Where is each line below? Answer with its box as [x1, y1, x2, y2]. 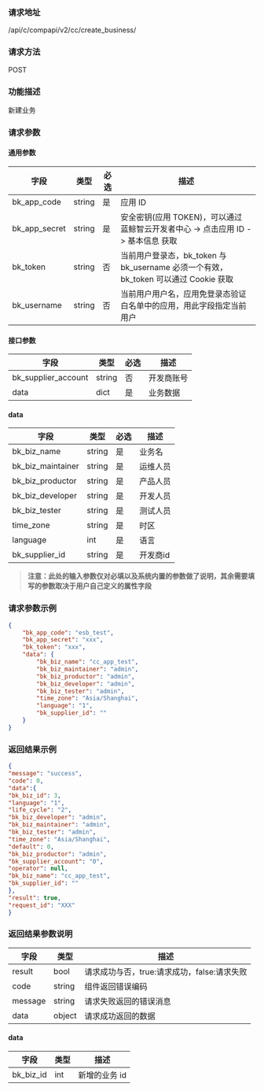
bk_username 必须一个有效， [120, 262, 228, 273]
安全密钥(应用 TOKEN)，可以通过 [120, 212, 242, 223]
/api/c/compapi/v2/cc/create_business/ [8, 25, 137, 35]
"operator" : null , [8, 864, 68, 873]
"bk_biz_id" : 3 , [8, 791, 61, 800]
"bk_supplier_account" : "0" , [8, 857, 104, 865]
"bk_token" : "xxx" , [22, 643, 86, 651]
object [53, 1010, 77, 1021]
